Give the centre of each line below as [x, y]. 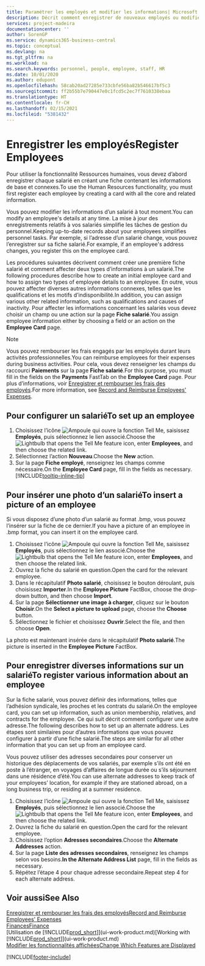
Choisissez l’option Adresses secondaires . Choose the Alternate [96, 840]
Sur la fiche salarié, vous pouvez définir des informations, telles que [92, 699]
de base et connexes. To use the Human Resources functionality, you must [100, 187]
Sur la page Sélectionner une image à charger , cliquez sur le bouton [102, 602]
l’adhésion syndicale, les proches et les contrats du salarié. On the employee [102, 706]
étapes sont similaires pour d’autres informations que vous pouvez [90, 732]
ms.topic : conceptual [34, 46]
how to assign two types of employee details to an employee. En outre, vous [102, 282]
